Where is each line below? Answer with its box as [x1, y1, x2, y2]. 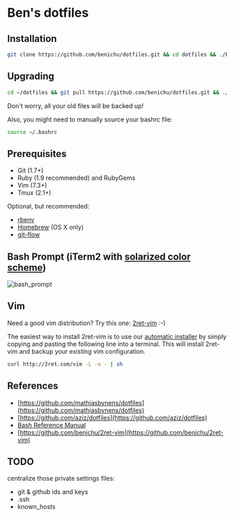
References [7, 380, 58, 392]
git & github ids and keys [17, 488, 88, 496]
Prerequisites [7, 148, 67, 160]
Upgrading [7, 70, 54, 82]
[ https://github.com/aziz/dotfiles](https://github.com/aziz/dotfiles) [17, 413, 208, 421]
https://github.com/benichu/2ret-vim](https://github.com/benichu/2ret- [19, 428, 224, 437]
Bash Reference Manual [17, 421, 86, 429]
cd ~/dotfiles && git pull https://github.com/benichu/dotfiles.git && [7, 89, 219, 96]
